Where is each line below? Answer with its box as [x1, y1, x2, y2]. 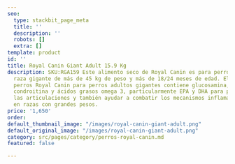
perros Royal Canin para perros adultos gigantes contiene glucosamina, [13, 82, 230, 89]
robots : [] [13, 36, 45, 43]
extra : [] [13, 43, 42, 50]
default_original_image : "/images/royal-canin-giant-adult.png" [7, 127, 199, 134]
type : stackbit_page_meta [13, 17, 90, 24]
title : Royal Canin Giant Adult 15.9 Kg [7, 62, 127, 69]
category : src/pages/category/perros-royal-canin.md [7, 133, 164, 140]
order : [7, 114, 27, 121]
